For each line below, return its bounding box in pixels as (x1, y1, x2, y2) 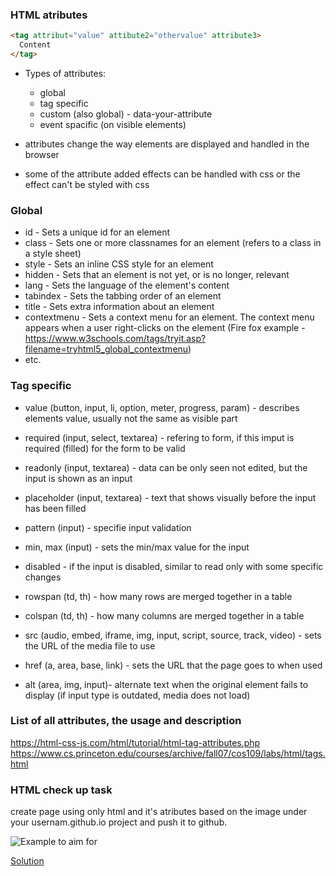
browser (24, 148, 60, 160)
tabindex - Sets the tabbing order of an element (24, 290, 222, 302)
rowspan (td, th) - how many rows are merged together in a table (24, 590, 293, 602)
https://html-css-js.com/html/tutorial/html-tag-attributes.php (10, 736, 261, 748)
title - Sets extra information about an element (24, 301, 215, 313)
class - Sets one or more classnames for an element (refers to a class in (24, 237, 322, 249)
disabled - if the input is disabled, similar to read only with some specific (24, 560, 324, 572)
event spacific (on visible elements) (39, 118, 187, 130)
